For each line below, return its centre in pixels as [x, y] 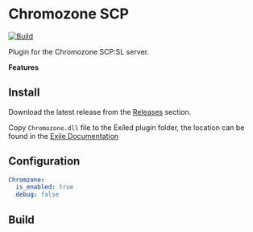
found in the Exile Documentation [64, 136]
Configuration [44, 161]
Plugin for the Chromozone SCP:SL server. [79, 51]
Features [23, 67]
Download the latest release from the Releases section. [100, 112]
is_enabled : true [45, 187]
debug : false [37, 195]
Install [24, 93]
